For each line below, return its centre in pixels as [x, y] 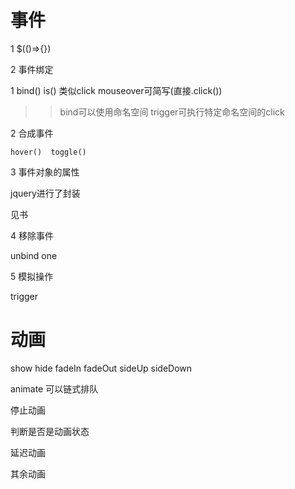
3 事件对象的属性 [45, 172]
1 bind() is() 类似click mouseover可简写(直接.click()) [116, 90]
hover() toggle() [48, 152]
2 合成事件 [32, 133]
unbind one [34, 255]
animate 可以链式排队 [54, 388]
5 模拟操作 [32, 276]
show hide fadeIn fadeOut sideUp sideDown [101, 368]
